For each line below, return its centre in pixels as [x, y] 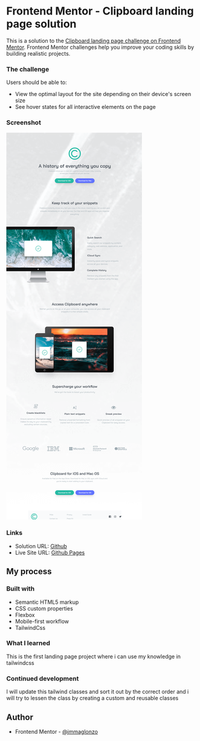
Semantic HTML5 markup [47, 602]
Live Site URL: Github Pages [50, 552]
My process [29, 571]
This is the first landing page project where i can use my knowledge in [94, 656]
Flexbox [25, 615]
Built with [21, 589]
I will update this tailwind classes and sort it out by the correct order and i [98, 692]
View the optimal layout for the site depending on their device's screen [103, 94]
